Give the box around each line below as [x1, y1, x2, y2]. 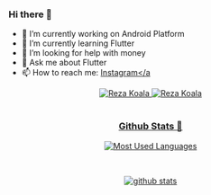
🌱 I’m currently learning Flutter [21, 38, 135, 49]
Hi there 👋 [8, 8, 53, 21]
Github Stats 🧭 [118, 120, 183, 133]
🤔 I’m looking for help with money [21, 48, 146, 58]
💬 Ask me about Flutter [21, 58, 107, 68]
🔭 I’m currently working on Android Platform [21, 29, 186, 40]
